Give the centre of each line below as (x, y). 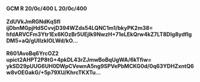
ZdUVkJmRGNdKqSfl (33, 22)
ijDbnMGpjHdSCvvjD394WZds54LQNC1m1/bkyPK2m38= (80, 28)
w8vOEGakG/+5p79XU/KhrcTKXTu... (53, 72)
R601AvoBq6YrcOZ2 (32, 53)
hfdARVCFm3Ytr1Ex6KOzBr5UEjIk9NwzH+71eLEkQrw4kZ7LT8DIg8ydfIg (99, 34)
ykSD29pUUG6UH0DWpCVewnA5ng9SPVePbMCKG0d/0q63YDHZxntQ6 (100, 66)
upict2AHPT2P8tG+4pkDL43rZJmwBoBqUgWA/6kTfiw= (79, 60)
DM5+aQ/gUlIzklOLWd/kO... (42, 41)
